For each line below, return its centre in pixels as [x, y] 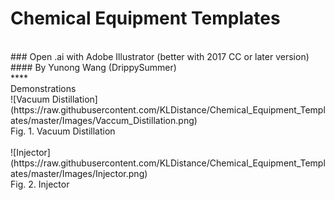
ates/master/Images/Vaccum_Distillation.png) [104, 120]
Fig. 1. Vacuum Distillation [63, 131]
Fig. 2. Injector [40, 184]
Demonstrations [43, 88]
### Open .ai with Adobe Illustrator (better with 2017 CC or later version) [160, 56]
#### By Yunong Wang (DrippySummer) [93, 67]
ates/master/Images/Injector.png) [79, 173]
